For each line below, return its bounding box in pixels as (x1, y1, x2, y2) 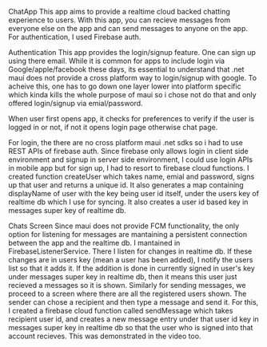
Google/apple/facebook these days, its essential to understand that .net (8, 65, 245, 74)
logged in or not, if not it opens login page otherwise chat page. (8, 123, 218, 132)
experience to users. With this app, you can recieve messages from (8, 15, 230, 25)
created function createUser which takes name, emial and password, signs (8, 172, 255, 181)
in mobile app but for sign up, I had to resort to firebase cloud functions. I (8, 164, 249, 172)
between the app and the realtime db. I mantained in (8, 239, 181, 247)
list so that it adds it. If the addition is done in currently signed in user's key (8, 263, 256, 273)
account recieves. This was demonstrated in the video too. (8, 331, 201, 341)
